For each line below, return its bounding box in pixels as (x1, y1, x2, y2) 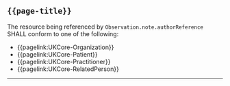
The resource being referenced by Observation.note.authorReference (7, 23, 204, 31)
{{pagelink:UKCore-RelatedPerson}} (16, 65, 120, 73)
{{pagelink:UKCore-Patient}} (16, 50, 98, 58)
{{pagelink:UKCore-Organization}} (16, 43, 114, 51)
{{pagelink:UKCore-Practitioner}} (16, 57, 111, 66)
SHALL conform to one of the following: (7, 29, 119, 38)
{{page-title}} (7, 6, 72, 16)
